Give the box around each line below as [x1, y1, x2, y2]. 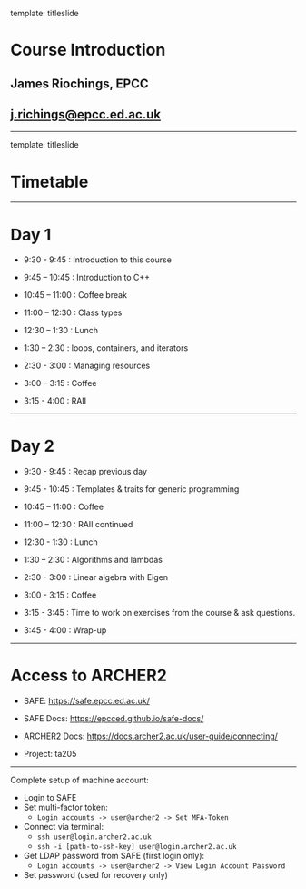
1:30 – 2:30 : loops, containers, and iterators [23, 342, 189, 353]
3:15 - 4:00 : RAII [23, 395, 87, 406]
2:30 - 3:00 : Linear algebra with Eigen [23, 572, 169, 583]
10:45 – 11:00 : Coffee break [23, 290, 128, 301]
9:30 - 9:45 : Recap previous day [23, 466, 148, 477]
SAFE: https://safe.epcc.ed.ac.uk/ [23, 696, 151, 707]
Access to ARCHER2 [10, 665, 167, 686]
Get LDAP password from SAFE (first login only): [23, 851, 205, 862]
